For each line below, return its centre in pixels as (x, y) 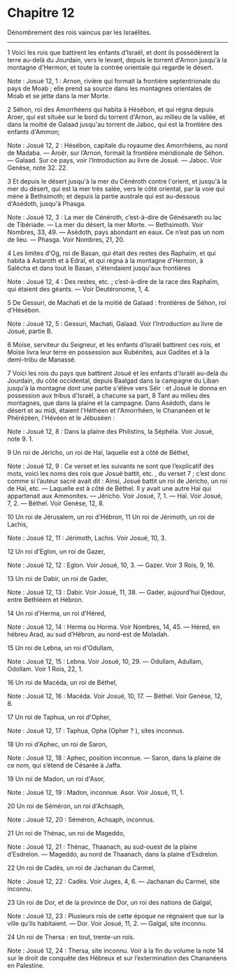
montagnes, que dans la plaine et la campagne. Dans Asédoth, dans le (109, 403)
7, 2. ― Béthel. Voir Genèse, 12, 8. (56, 503)
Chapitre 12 (41, 13)
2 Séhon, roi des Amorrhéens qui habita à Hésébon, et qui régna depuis (111, 109)
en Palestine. (26, 965)
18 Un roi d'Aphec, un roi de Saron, (57, 744)
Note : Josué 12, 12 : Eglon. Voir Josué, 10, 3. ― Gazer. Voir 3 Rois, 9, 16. (111, 565)
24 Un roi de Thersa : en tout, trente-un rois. (71, 936)
